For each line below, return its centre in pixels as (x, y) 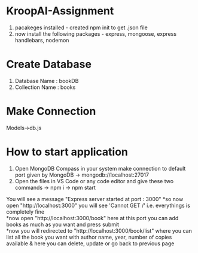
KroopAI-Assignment (60, 11)
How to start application (67, 152)
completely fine (25, 212)
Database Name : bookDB (47, 81)
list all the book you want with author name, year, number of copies (89, 237)
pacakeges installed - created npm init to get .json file (81, 27)
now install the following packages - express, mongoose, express (96, 33)
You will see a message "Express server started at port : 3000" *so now (95, 199)
